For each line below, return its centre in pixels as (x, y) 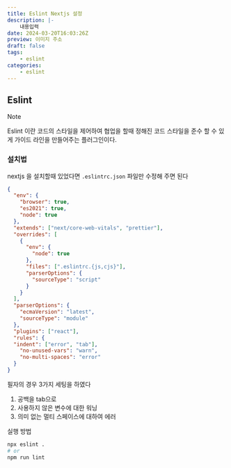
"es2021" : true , (43, 209)
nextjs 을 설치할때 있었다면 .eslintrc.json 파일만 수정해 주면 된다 (98, 176)
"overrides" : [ (35, 234)
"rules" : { (29, 338)
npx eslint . (26, 444)
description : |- (31, 20)
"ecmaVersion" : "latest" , (57, 312)
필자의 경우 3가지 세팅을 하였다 (49, 384)
